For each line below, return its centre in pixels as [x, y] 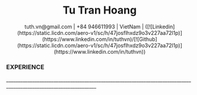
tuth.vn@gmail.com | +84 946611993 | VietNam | [84, 27]
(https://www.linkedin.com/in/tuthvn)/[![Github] [100, 39]
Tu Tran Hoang [100, 10]
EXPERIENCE [25, 67]
